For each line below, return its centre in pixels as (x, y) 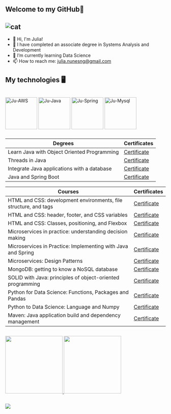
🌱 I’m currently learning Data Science (52, 55)
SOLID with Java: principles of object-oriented (64, 278)
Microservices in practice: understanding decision (68, 232)
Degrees (63, 144)
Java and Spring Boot (34, 177)
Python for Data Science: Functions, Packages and (68, 292)
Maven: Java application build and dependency (64, 315)
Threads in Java (27, 160)
